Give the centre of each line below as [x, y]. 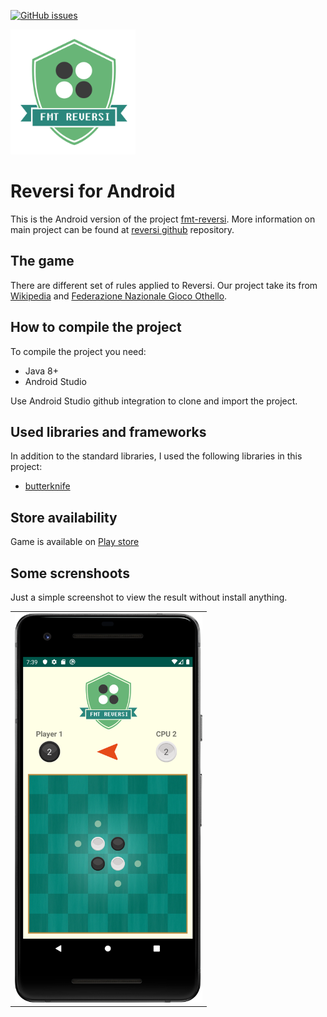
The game [42, 261]
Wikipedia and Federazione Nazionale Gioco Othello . [119, 296]
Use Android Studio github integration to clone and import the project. [154, 401]
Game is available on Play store [75, 542]
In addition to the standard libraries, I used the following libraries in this [156, 456]
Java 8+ [41, 371]
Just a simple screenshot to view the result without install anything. [149, 597]
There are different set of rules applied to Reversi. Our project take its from [164, 285]
